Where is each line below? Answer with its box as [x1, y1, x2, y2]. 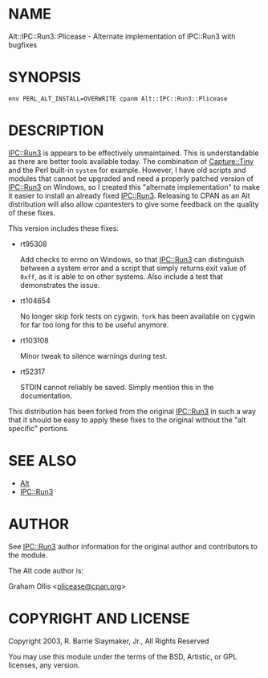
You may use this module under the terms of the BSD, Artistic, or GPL [8, 651, 238, 661]
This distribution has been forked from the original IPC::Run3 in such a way [8, 406, 257, 416]
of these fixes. [8, 208, 56, 217]
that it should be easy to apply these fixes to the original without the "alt [8, 415, 246, 425]
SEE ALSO [8, 452, 77, 470]
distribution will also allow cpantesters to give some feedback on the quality [8, 199, 259, 209]
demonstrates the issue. [19, 280, 100, 290]
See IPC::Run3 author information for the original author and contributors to [8, 541, 258, 551]
